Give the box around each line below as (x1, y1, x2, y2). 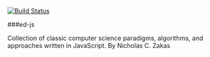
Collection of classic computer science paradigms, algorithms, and (7, 34, 204, 42)
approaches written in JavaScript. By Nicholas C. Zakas (7, 42, 171, 49)
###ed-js (7, 20, 35, 28)
